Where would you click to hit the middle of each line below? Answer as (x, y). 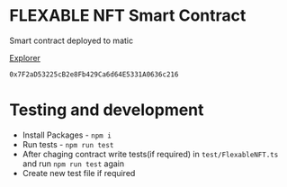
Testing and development (107, 110)
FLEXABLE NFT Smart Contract (128, 16)
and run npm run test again (73, 164)
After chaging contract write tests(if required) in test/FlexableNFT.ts (150, 154)
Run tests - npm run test (68, 144)
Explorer (25, 58)
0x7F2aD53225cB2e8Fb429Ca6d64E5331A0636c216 (94, 74)
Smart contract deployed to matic (71, 40)
